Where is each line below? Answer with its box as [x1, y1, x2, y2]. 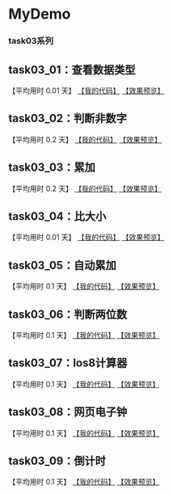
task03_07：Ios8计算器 [8, 357, 128, 370]
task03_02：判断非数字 [8, 112, 128, 125]
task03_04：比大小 [8, 209, 107, 223]
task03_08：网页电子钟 [8, 405, 128, 419]
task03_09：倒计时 [8, 454, 107, 467]
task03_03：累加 [8, 161, 95, 175]
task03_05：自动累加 [8, 258, 116, 272]
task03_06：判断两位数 [8, 307, 128, 321]
